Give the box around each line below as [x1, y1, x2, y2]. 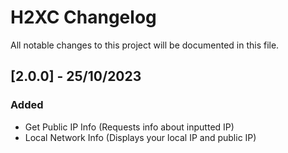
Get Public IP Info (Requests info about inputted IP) [24, 121, 235, 133]
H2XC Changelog [10, 6, 157, 29]
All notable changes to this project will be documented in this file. [10, 39, 280, 51]
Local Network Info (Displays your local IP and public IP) [24, 131, 257, 143]
